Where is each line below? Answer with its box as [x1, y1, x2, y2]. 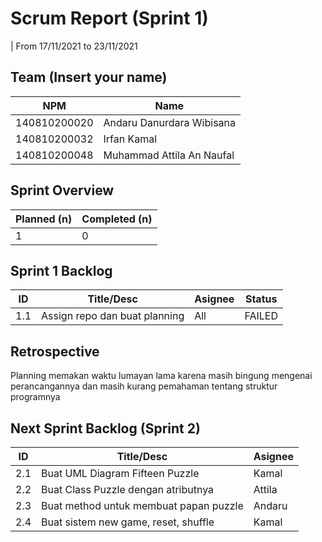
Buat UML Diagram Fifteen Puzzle [41, 467, 200, 480]
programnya [10, 391, 61, 403]
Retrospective [10, 343, 100, 360]
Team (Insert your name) [10, 69, 168, 86]
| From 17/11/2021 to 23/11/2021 [10, 40, 138, 52]
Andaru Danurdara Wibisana [103, 115, 237, 129]
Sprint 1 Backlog [10, 262, 113, 279]
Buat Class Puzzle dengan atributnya [41, 483, 215, 496]
